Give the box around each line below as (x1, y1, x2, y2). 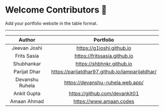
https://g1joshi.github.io (76, 45, 132, 51)
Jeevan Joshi (11, 45, 42, 51)
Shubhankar (13, 60, 41, 67)
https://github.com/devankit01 (69, 90, 139, 96)
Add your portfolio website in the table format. (5, 20, 98, 26)
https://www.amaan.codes (73, 98, 134, 105)
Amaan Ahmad (10, 98, 44, 105)
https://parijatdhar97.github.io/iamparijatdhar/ (51, 68, 157, 75)
